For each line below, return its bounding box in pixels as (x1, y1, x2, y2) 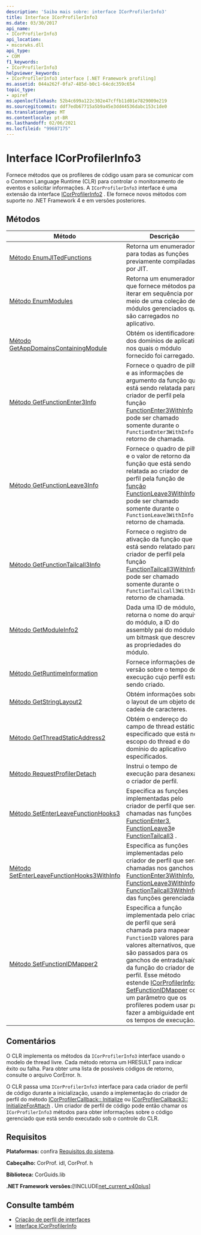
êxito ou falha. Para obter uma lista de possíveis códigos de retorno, (6, 1065, 175, 1072)
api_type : (6, 48, 31, 54)
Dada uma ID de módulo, (126, 603, 196, 611)
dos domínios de (126, 336, 173, 345)
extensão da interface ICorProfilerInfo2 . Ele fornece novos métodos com (6, 190, 187, 198)
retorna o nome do (126, 611, 178, 619)
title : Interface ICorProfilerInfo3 (6, 14, 98, 20)
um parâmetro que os (126, 993, 187, 1001)
